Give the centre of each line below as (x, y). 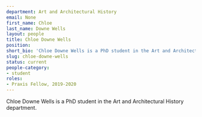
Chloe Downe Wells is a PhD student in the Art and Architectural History (95, 101)
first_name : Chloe (29, 23)
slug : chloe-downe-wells (37, 56)
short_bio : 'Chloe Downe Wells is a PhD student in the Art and (88, 51)
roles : (14, 79)
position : (19, 46)
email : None (21, 17)
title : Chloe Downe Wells (38, 40)
